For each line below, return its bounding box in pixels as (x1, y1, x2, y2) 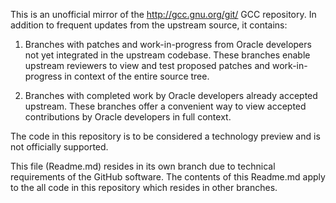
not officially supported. (10, 141, 109, 153)
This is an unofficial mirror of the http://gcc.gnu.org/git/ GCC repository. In (10, 9, 317, 20)
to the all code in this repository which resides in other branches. (10, 182, 278, 193)
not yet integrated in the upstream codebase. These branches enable (24, 49, 311, 61)
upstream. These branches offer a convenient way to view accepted (24, 100, 307, 112)
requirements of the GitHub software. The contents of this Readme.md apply (10, 171, 326, 183)
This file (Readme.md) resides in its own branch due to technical (10, 160, 276, 172)
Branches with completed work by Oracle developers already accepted (24, 90, 318, 101)
